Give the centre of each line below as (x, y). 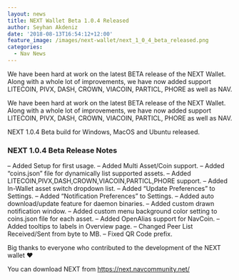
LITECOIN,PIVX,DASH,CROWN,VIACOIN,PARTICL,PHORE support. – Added (118, 181)
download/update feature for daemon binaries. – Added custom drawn (111, 204)
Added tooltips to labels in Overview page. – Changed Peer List (100, 227)
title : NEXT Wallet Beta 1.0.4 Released (68, 21)
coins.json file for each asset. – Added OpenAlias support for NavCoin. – (113, 219)
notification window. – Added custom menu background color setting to (112, 212)
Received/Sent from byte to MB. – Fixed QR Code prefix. (90, 234)
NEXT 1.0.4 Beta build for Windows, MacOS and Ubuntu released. (104, 132)
